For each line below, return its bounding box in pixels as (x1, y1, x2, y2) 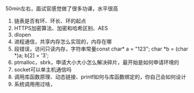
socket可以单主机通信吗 (13, 66, 72, 73)
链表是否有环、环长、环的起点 (13, 17, 86, 24)
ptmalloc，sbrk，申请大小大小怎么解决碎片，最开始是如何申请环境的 (13, 59, 179, 66)
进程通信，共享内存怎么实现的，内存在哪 (13, 38, 112, 45)
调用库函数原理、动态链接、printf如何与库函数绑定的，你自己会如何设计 (13, 73, 186, 80)
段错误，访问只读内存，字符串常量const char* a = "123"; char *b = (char (13, 45, 189, 52)
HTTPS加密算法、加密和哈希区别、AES (13, 25, 108, 31)
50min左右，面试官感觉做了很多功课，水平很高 (5, 5, 118, 12)
